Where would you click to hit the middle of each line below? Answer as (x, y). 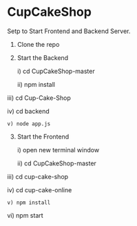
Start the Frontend (43, 136)
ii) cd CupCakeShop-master (56, 163)
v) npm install (29, 203)
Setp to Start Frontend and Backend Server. (69, 31)
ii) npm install (36, 84)
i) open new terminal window (58, 150)
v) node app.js (29, 124)
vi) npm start (25, 215)
